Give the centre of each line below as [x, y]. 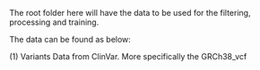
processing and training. [54, 22]
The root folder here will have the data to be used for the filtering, [130, 13]
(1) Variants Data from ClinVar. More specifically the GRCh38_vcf [128, 56]
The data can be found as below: [70, 39]
